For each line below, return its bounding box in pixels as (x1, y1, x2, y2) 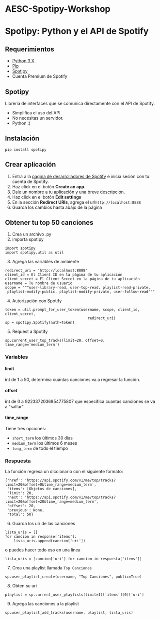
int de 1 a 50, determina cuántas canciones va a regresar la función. (5, 376, 141, 383)
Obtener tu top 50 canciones (5, 219, 94, 227)
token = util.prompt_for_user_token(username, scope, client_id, (5, 308, 140, 312)
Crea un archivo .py (12, 231, 52, 237)
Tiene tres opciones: (5, 425, 46, 431)
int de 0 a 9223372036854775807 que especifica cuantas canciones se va (5, 398, 155, 404)
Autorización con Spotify (12, 298, 62, 304)
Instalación (5, 134, 40, 143)
